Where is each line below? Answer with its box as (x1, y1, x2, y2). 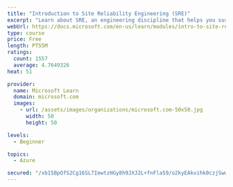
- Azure (13, 157, 36, 164)
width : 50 (25, 113, 54, 120)
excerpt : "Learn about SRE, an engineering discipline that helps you (7, 17, 216, 24)
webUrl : (7, 23, 30, 30)
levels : (7, 132, 30, 139)
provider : (7, 80, 36, 87)
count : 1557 (13, 55, 49, 62)
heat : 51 (7, 68, 33, 75)
